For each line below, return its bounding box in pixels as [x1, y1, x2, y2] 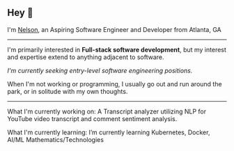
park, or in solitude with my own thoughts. [7, 87, 128, 95]
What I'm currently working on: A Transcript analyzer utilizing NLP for [7, 107, 207, 116]
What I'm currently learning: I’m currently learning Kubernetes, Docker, [7, 128, 210, 136]
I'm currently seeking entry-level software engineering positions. [7, 66, 193, 74]
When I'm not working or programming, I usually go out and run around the [7, 79, 222, 88]
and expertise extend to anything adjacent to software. [7, 53, 165, 61]
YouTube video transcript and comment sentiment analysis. [7, 114, 178, 122]
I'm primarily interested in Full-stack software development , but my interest [7, 45, 226, 54]
